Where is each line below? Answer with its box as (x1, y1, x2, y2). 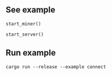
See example (5, 5, 56, 15)
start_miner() (5, 21, 42, 27)
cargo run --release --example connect (5, 63, 107, 70)
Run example (5, 48, 56, 58)
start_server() (5, 31, 44, 37)
